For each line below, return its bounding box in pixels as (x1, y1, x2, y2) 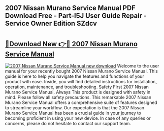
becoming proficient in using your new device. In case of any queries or (5, 115, 151, 121)
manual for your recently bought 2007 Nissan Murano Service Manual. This (5, 68, 158, 74)
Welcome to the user (117, 63, 160, 68)
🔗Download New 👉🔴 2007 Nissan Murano (5, 39, 138, 48)
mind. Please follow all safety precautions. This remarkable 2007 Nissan (5, 95, 152, 100)
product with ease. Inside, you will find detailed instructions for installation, (5, 79, 157, 84)
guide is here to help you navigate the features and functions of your (5, 73, 144, 79)
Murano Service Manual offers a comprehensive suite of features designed (5, 99, 158, 105)
